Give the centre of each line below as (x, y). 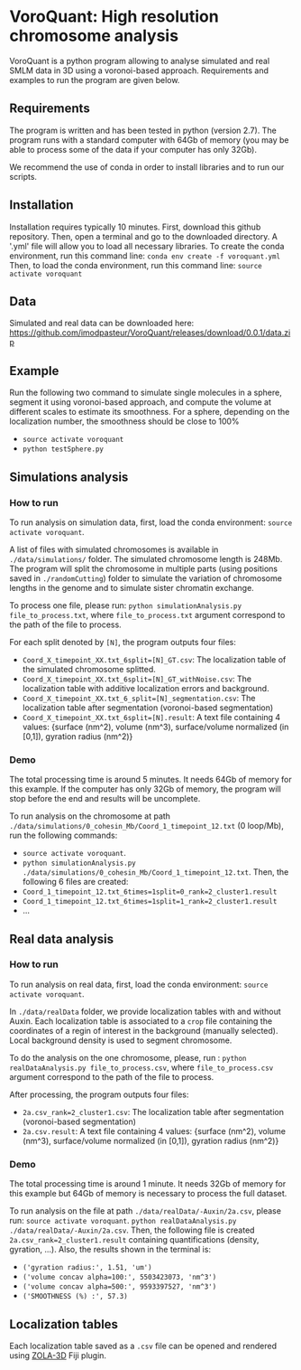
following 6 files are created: (75, 882)
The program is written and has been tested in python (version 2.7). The (143, 130)
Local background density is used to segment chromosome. (121, 1040)
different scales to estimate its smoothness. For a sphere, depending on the (150, 412)
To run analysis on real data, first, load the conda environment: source (139, 984)
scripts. (23, 176)
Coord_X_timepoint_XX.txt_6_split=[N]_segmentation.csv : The (139, 698)
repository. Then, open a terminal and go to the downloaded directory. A (143, 236)
